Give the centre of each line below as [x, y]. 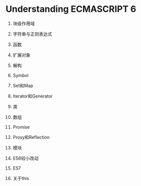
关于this [21, 178]
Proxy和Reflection [31, 137]
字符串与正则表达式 [32, 34]
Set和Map [23, 86]
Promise [21, 127]
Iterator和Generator [33, 96]
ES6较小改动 [25, 158]
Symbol [21, 75]
